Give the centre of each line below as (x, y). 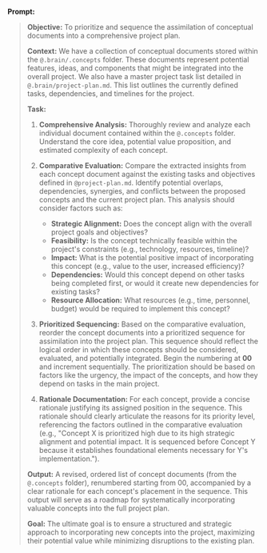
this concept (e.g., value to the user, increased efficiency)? (147, 266)
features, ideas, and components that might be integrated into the (135, 68)
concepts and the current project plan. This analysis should (137, 200)
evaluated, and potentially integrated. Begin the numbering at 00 (145, 358)
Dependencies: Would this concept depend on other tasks (148, 274)
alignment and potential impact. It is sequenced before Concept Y (147, 442)
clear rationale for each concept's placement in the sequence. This (137, 491)
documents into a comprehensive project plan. (104, 36)
